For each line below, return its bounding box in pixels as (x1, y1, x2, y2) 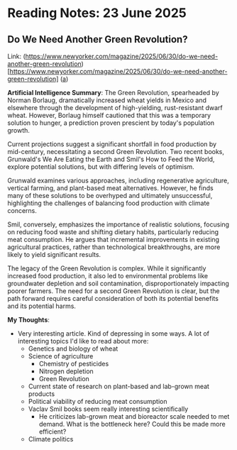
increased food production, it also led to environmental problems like (7, 272, 208, 280)
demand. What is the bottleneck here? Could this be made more (38, 420, 226, 428)
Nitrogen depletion (38, 367, 94, 375)
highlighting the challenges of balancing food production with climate (7, 199, 210, 207)
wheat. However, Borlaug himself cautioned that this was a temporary (7, 111, 211, 119)
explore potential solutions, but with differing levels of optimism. (7, 163, 195, 171)
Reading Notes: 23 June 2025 (7, 5, 187, 21)
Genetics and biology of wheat (28, 344, 118, 353)
